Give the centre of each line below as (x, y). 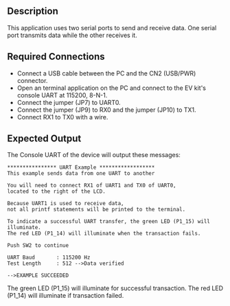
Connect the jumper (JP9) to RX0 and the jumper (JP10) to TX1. (107, 110)
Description (33, 11)
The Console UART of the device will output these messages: (94, 155)
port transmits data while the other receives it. (72, 35)
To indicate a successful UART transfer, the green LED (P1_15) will (109, 222)
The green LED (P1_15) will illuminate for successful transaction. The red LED (115, 288)
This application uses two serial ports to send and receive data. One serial (112, 27)
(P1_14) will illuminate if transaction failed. (66, 296)
